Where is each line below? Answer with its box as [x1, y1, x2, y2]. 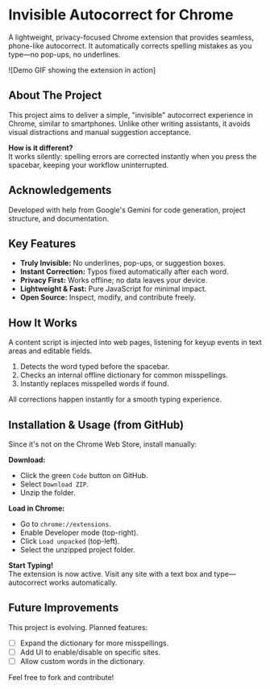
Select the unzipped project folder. [19, 545, 135, 554]
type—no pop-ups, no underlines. [8, 49, 121, 59]
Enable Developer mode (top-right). [19, 527, 139, 537]
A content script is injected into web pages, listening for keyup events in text [8, 338, 262, 347]
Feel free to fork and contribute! [8, 673, 114, 682]
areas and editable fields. [8, 346, 93, 356]
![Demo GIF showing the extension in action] [8, 65, 156, 74]
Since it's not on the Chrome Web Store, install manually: [8, 439, 197, 449]
